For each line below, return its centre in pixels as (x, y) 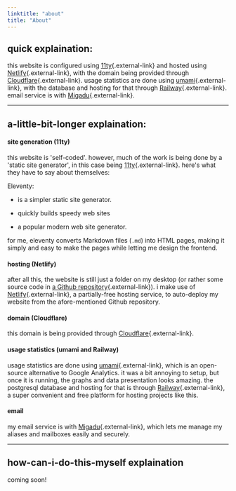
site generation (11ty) (39, 142)
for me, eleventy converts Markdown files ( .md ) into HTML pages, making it (116, 240)
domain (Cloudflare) (37, 318)
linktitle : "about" (36, 14)
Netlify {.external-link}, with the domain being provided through (98, 73)
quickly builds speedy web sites (64, 213)
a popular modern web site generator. (72, 227)
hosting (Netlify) (32, 264)
